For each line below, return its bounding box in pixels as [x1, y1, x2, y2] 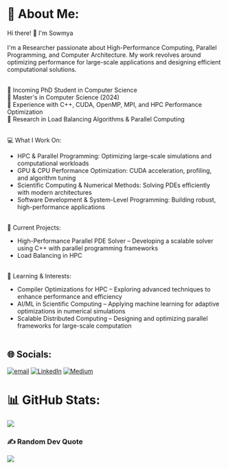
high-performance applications [16, 202, 105, 211]
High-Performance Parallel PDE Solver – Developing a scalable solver [16, 237, 214, 245]
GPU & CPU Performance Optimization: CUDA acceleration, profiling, [16, 166, 212, 174]
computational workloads [16, 159, 89, 167]
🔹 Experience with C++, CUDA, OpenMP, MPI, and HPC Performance [7, 100, 203, 108]
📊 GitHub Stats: [7, 392, 101, 407]
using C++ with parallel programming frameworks [16, 243, 159, 252]
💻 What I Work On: [7, 136, 62, 144]
